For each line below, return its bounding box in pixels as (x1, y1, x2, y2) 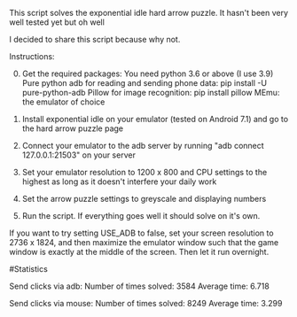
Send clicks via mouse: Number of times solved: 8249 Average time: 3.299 (9, 298, 283, 308)
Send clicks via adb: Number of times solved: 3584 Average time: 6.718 (9, 281, 270, 291)
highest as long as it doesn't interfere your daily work (21, 176, 217, 187)
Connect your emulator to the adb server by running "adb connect (21, 141, 264, 151)
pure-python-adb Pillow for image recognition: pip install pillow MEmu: (21, 88, 280, 97)
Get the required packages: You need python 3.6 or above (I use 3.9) (21, 68, 274, 79)
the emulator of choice (21, 97, 106, 107)
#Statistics (9, 264, 49, 274)
